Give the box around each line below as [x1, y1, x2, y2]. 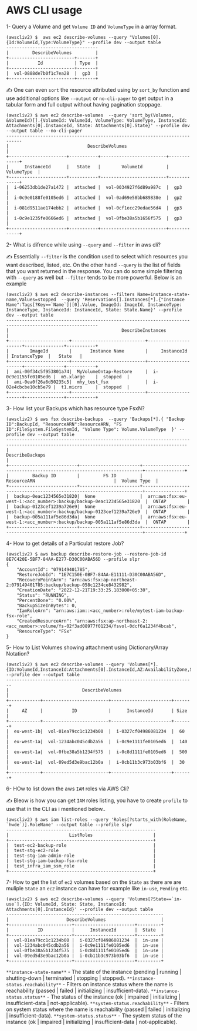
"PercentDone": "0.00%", [16, 597, 77, 603]
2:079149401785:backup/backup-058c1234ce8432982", [6, 582, 133, 588]
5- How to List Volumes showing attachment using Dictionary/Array [6, 644, 169, 651]
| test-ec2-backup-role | [6, 842, 157, 848]
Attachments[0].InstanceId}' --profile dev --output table [6, 906, 154, 912]
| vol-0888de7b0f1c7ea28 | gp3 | [6, 70, 98, 77]
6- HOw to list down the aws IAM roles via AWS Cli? [6, 785, 130, 792]
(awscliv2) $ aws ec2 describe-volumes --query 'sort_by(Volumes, [6, 112, 175, 118]
